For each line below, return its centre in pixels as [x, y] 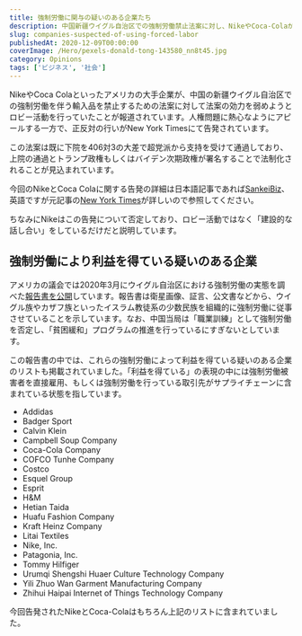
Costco [36, 469]
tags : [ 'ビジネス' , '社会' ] [58, 68]
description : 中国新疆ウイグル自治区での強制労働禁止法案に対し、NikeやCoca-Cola [149, 26]
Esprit [33, 488]
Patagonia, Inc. [50, 554]
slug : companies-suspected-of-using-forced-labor [104, 34]
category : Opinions [46, 59]
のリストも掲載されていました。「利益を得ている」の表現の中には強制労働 [145, 371]
